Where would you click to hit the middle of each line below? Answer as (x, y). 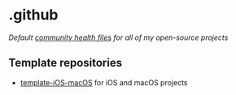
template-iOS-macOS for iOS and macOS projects (104, 82)
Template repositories (66, 63)
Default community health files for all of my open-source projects (118, 37)
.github (33, 15)
